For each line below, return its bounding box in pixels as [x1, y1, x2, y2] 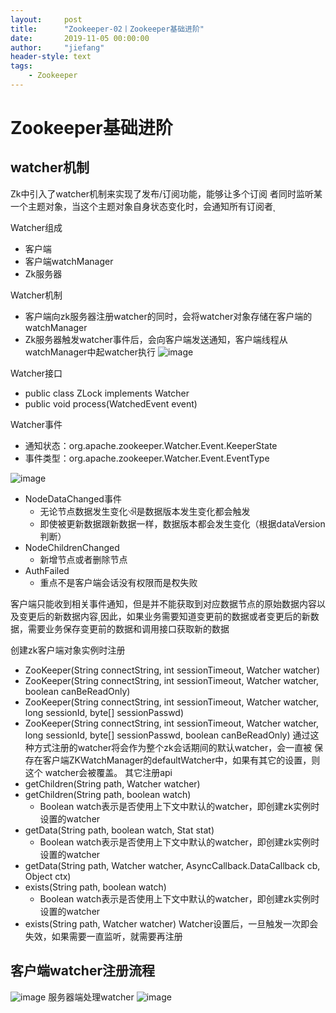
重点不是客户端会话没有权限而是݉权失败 [39, 576, 198, 588]
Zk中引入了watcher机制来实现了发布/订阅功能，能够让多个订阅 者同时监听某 [10, 187, 323, 200]
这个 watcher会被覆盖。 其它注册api [24, 766, 173, 778]
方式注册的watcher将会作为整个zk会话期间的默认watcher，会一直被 [33, 741, 313, 753]
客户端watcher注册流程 [10, 962, 155, 980]
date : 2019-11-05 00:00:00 [10, 33, 150, 43]
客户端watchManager [24, 255, 114, 267]
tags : [10, 61, 33, 71]
